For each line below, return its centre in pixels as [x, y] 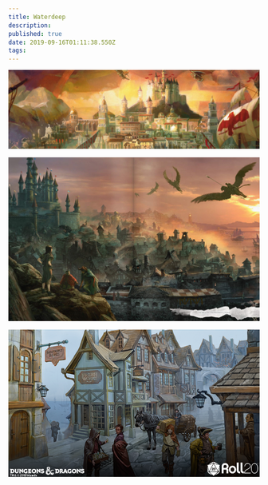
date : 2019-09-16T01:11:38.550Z [62, 42]
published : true [35, 34]
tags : [17, 51]
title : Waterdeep [37, 17]
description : [30, 25]
